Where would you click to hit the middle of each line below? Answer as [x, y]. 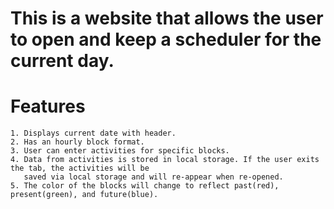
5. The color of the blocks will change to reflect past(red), [145, 186]
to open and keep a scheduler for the [166, 39]
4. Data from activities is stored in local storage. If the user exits [165, 160]
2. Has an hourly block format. [77, 142]
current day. [62, 61]
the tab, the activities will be [80, 168]
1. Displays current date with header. [93, 133]
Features [48, 106]
